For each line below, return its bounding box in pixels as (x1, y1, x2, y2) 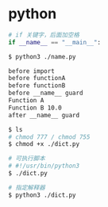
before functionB (8, 82, 66, 90)
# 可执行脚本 (8, 155, 45, 163)
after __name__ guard (8, 111, 80, 119)
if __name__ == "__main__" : (8, 38, 102, 46)
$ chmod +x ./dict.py (8, 140, 80, 148)
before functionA (8, 75, 66, 82)
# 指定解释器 (8, 183, 45, 191)
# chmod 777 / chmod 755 (8, 132, 91, 141)
